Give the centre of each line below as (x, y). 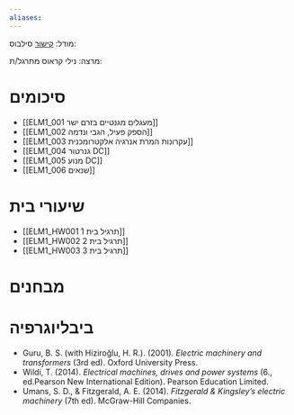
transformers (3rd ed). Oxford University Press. (110, 362)
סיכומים (37, 97)
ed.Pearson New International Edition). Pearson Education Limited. (146, 381)
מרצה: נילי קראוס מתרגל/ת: (56, 60)
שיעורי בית (47, 206)
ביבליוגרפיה (52, 327)
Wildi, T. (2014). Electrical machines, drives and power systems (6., (147, 372)
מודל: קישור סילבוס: (43, 43)
